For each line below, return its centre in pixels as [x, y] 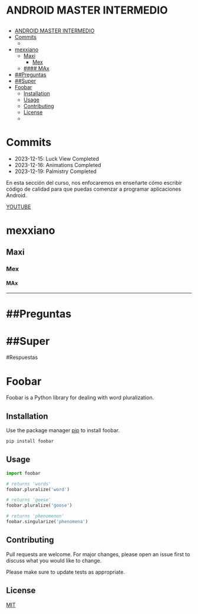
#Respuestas [22, 357]
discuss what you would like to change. [54, 560]
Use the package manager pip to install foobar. [63, 430]
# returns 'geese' [29, 500]
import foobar [24, 473]
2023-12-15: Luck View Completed [57, 159]
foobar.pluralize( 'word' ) [38, 489]
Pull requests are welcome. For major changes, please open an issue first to [98, 554]
